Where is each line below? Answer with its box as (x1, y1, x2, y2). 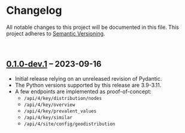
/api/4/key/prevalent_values (23, 108, 97, 114)
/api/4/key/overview (23, 102, 75, 108)
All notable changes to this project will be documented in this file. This (6, 23, 180, 31)
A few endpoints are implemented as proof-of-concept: (14, 88, 151, 95)
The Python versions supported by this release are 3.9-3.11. (14, 81, 162, 88)
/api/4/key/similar (23, 114, 73, 120)
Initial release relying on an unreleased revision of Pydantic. (14, 75, 162, 82)
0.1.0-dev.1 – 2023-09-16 (6, 59, 102, 69)
